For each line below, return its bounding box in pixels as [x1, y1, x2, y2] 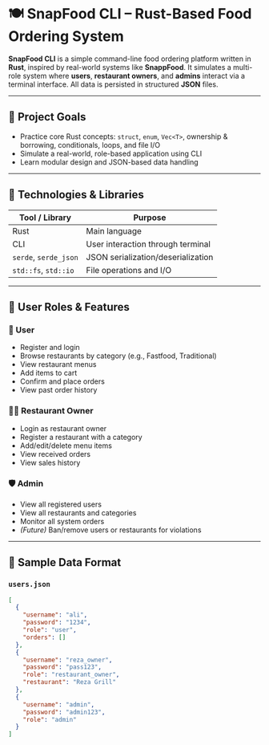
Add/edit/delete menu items [19, 441, 112, 450]
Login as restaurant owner [19, 423, 107, 433]
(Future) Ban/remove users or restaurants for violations [19, 525, 202, 535]
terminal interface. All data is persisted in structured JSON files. [8, 79, 219, 89]
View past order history [19, 385, 98, 395]
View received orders [19, 449, 90, 458]
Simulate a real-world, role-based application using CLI [19, 149, 203, 158]
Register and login [19, 343, 80, 352]
